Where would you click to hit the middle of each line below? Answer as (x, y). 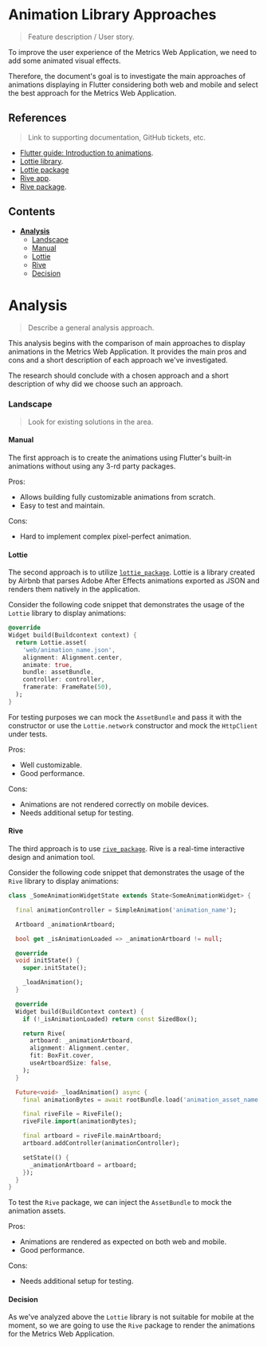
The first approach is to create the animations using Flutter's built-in (120, 457)
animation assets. (37, 1211)
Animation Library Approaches (112, 15)
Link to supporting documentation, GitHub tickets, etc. (116, 137)
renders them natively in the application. (75, 589)
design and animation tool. (52, 857)
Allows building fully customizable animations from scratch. (118, 497)
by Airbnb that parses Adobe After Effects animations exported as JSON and (134, 581)
